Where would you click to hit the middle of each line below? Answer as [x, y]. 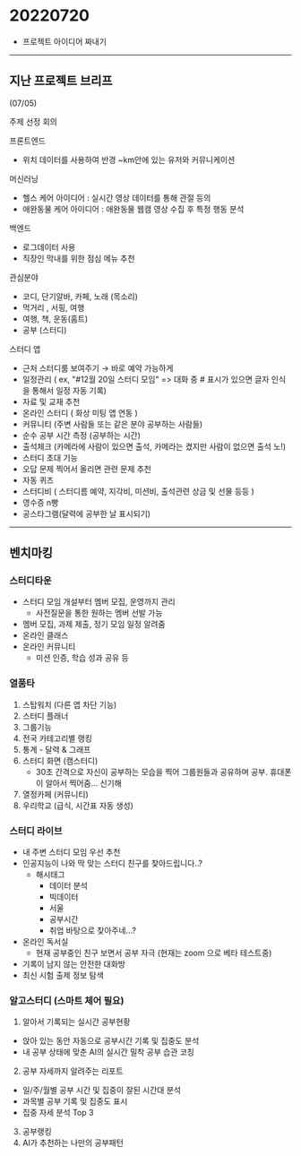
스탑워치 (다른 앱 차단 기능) [69, 704]
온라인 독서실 [45, 942]
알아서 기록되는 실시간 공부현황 [76, 1022]
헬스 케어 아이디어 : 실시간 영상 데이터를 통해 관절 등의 [116, 197]
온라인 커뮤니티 [49, 647]
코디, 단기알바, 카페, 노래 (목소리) [80, 296]
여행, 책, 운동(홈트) [55, 318]
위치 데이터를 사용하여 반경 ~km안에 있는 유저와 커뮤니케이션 [129, 160]
